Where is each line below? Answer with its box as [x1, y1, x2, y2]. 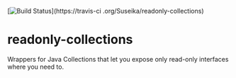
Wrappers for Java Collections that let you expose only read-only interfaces [7, 55, 229, 63]
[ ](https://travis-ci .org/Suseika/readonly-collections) [7, 7, 204, 15]
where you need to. [7, 62, 64, 71]
